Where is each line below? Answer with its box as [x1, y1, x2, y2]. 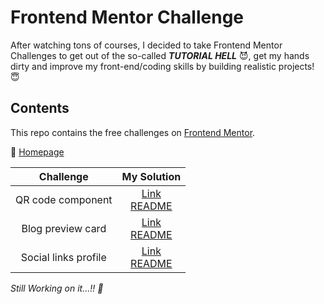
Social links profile [20, 250, 107, 264]
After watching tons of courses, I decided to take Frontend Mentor [10, 39, 283, 51]
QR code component [15, 192, 113, 206]
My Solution [121, 169, 182, 183]
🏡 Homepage [10, 146, 65, 158]
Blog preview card [21, 221, 107, 235]
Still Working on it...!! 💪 [10, 282, 104, 294]
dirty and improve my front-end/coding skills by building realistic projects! [10, 60, 315, 72]
